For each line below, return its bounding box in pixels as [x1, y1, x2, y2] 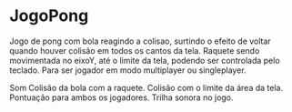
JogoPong [9, 5, 89, 26]
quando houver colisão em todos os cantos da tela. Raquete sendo [9, 45, 260, 56]
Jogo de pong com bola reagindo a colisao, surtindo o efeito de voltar [9, 36, 271, 46]
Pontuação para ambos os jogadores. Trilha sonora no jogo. [9, 92, 234, 103]
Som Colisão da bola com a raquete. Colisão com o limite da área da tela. [9, 82, 284, 93]
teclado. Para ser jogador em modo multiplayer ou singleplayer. [9, 65, 247, 76]
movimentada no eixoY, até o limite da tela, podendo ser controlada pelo [9, 55, 280, 66]
